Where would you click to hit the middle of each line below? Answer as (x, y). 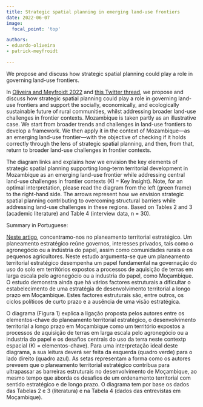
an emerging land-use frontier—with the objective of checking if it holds (96, 137)
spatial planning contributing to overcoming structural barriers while (91, 200)
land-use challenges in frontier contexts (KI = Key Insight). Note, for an (95, 181)
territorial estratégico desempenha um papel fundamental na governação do (101, 262)
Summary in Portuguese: (37, 225)
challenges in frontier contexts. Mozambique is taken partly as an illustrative (101, 118)
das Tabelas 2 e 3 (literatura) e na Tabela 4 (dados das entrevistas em (94, 391)
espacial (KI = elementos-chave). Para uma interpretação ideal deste (92, 345)
